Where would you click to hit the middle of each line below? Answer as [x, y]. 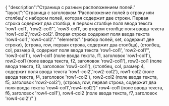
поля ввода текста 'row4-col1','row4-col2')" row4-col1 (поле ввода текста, [84, 88]
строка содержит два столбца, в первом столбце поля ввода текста [79, 23]
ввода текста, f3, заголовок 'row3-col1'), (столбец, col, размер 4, [75, 66]
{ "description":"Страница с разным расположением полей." [70, 7]
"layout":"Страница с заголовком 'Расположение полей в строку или [80, 13]
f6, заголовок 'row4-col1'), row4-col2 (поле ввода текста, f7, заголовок [81, 93]
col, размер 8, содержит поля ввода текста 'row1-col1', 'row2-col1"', [78, 50]
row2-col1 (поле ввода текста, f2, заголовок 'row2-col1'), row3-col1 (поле [84, 61]
